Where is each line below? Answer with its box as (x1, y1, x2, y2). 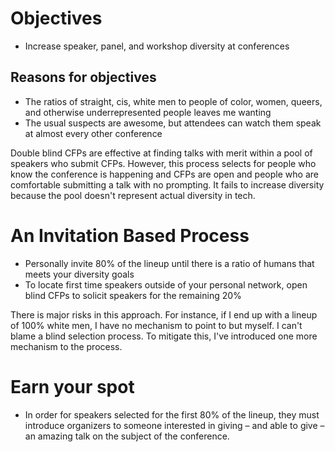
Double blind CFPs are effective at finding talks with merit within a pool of (10, 147, 313, 159)
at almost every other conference (24, 127, 163, 139)
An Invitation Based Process (10, 224, 250, 247)
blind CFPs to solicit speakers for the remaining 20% (24, 289, 242, 301)
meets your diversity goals (24, 268, 135, 280)
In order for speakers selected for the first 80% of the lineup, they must (24, 408, 320, 421)
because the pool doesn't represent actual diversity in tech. (10, 189, 256, 201)
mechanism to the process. (10, 340, 123, 352)
